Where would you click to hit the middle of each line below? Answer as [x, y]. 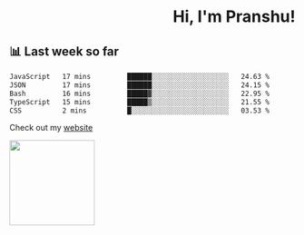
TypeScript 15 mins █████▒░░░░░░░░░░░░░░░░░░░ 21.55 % [140, 102]
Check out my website [51, 128]
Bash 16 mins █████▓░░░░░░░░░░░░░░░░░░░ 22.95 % [140, 93]
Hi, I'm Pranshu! [234, 17]
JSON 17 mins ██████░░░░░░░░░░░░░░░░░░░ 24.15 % [140, 85]
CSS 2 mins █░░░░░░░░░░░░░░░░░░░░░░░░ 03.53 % [140, 111]
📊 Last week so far [64, 51]
